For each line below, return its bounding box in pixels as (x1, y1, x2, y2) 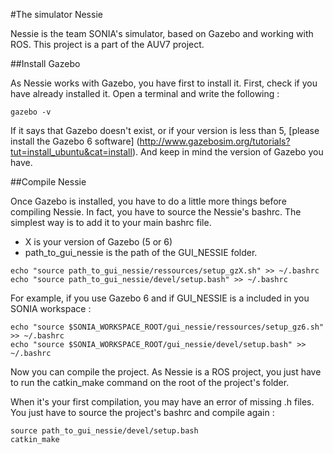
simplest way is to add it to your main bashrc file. (10, 217, 212, 228)
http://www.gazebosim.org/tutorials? (139, 135, 291, 147)
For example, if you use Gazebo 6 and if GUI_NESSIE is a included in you (10, 292, 310, 304)
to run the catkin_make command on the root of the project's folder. (10, 377, 290, 388)
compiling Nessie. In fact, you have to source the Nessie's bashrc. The (10, 206, 302, 218)
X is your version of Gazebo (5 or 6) (24, 236, 173, 248)
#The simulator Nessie (10, 9, 103, 20)
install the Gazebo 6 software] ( (10, 135, 140, 147)
